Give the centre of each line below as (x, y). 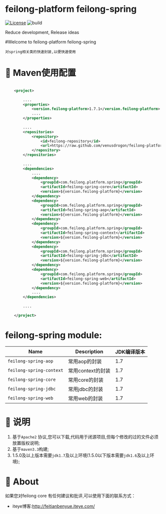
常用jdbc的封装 (86, 389)
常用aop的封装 (85, 361)
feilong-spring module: (54, 335)
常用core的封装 (86, 380)
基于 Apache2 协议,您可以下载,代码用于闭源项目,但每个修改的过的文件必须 (85, 437)
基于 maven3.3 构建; (31, 449)
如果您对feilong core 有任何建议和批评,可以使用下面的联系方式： (70, 496)
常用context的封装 (89, 370)
